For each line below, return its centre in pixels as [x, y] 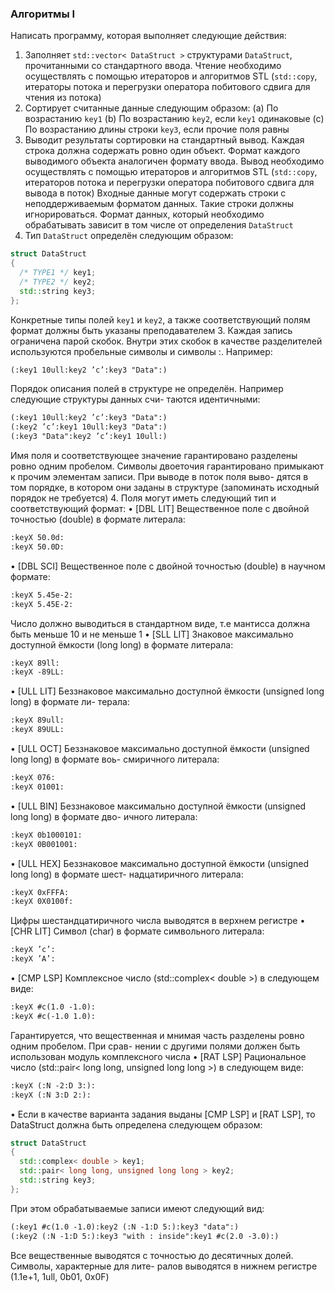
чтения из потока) [63, 98]
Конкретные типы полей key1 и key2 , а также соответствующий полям [160, 319]
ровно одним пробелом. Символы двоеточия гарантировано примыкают [167, 466]
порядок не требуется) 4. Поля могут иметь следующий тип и [143, 498]
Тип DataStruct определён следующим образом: [129, 236]
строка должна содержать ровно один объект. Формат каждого [162, 151]
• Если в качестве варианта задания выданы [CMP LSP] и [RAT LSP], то [163, 1114]
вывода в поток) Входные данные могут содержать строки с [155, 193]
